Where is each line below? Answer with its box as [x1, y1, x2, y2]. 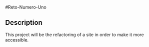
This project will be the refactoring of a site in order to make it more [5, 32, 144, 38]
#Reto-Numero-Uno [5, 4, 46, 10]
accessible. [5, 37, 29, 43]
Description [5, 18, 42, 27]
